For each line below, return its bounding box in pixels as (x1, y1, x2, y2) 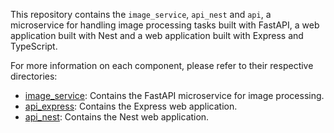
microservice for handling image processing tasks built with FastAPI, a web (10, 19, 320, 31)
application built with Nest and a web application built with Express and (10, 30, 304, 41)
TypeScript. (10, 40, 58, 52)
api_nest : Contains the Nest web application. (24, 111, 210, 123)
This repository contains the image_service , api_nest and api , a (10, 9, 272, 20)
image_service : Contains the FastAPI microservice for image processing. (24, 90, 325, 101)
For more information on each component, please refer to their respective (10, 60, 314, 71)
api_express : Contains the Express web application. (24, 100, 238, 112)
